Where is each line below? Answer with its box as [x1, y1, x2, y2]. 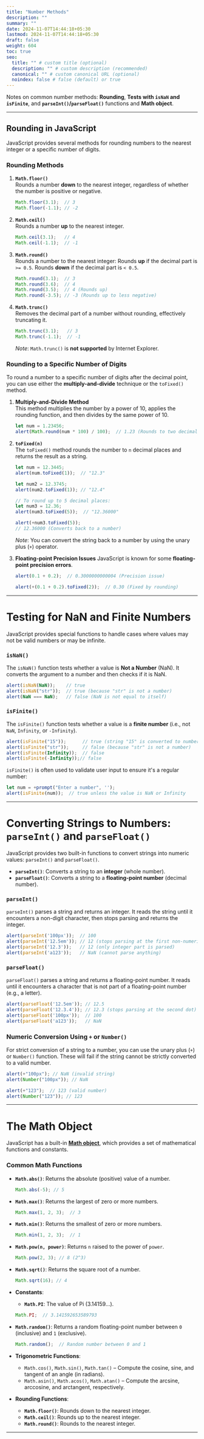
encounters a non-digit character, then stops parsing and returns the [6, 915, 178, 922]
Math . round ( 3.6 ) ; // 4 [15, 281, 76, 287]
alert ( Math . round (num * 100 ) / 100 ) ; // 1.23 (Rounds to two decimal [15, 429, 198, 435]
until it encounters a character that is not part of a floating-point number [6, 983, 187, 991]
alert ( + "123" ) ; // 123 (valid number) [6, 1087, 107, 1094]
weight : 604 [6, 43, 36, 49]
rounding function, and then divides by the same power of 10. [15, 411, 169, 419]
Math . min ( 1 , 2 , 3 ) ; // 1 [15, 1232, 81, 1238]
